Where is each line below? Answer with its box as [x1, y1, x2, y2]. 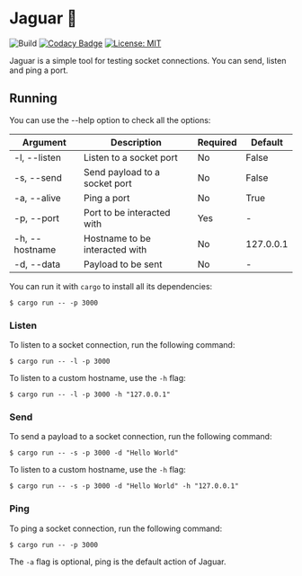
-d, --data [13, 258, 61, 270]
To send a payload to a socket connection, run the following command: [9, 431, 272, 442]
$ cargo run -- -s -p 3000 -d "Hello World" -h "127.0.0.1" [9, 482, 240, 491]
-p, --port [13, 211, 60, 224]
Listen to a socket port [84, 151, 178, 164]
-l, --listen [13, 151, 61, 164]
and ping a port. [9, 65, 69, 75]
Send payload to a [84, 165, 160, 178]
